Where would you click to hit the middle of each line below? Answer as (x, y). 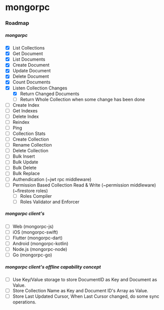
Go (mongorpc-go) (32, 255)
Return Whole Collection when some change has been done (83, 99)
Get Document (28, 54)
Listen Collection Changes (40, 88)
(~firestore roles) (30, 191)
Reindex (21, 122)
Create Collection (31, 139)
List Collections (29, 48)
